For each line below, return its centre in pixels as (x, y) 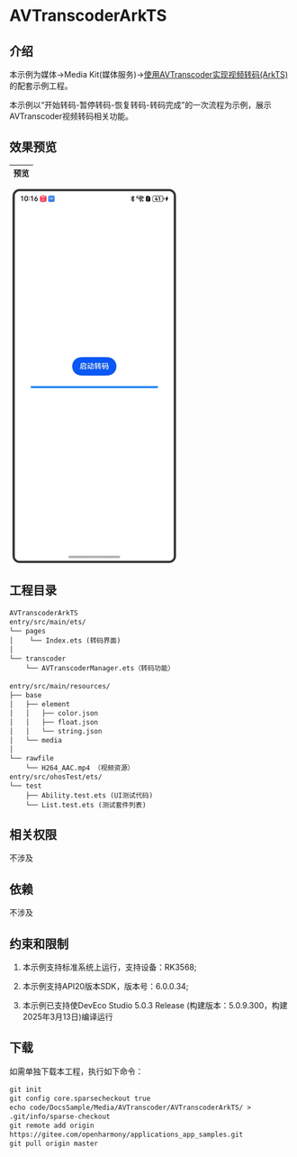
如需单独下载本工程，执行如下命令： (76, 1071)
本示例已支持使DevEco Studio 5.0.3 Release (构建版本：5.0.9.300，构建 (155, 1005)
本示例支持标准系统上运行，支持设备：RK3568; (109, 967)
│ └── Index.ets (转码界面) (65, 641)
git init (26, 1089)
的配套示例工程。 (41, 86)
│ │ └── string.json (56, 731)
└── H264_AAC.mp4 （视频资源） (80, 768)
